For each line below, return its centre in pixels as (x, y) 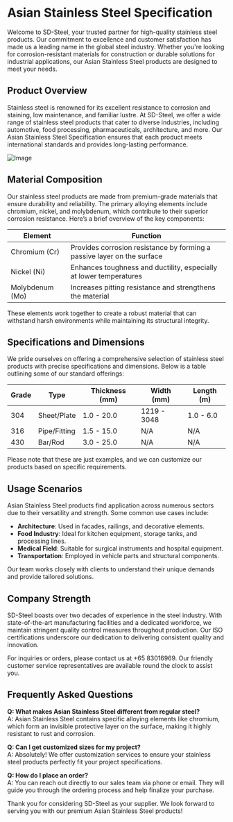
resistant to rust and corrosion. (51, 733)
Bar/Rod (51, 442)
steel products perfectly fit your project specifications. (85, 762)
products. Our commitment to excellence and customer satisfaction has (109, 39)
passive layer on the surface (116, 256)
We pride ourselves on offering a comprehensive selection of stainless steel (115, 359)
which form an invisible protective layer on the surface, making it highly (109, 726)
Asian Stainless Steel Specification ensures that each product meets (105, 137)
